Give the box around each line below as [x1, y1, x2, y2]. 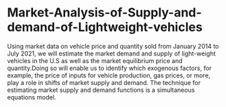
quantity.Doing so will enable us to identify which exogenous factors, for [7, 64, 212, 72]
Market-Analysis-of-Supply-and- [7, 5, 202, 21]
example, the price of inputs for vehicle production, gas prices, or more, [7, 71, 211, 80]
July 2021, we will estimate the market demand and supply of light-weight [7, 49, 216, 58]
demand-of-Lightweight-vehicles [7, 19, 203, 35]
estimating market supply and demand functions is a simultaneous [7, 86, 195, 94]
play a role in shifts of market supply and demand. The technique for [7, 78, 201, 86]
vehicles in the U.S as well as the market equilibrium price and [7, 56, 183, 64]
